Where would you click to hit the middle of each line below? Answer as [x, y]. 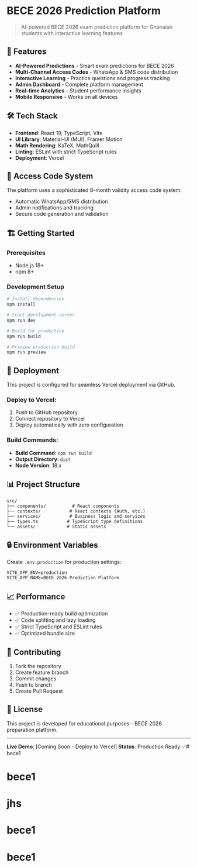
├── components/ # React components [63, 506]
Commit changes [36, 679]
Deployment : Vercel [39, 158]
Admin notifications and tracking [54, 208]
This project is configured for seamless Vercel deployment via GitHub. [91, 385]
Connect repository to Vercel [50, 419]
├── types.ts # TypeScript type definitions [75, 521]
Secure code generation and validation [62, 214]
